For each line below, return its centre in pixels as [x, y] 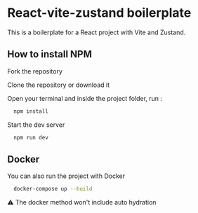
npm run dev [31, 137]
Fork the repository [35, 71]
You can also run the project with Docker [66, 176]
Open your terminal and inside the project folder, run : [85, 98]
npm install [31, 111]
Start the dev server [36, 125]
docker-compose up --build [53, 189]
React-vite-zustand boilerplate [99, 13]
